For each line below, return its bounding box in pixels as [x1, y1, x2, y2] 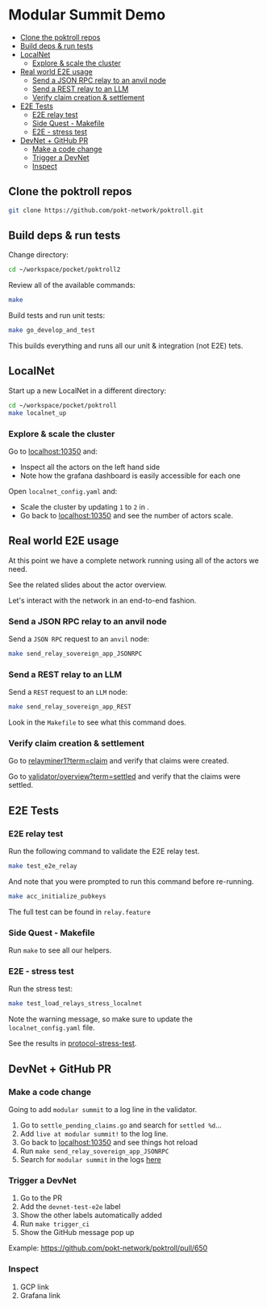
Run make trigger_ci [19, 1219, 90, 1229]
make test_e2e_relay [8, 862, 78, 870]
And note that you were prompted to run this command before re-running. [8, 876, 254, 886]
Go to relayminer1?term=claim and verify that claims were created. [8, 756, 229, 766]
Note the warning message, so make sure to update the [8, 1014, 194, 1024]
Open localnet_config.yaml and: [8, 486, 118, 496]
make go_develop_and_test [8, 326, 95, 335]
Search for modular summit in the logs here [19, 1154, 161, 1164]
